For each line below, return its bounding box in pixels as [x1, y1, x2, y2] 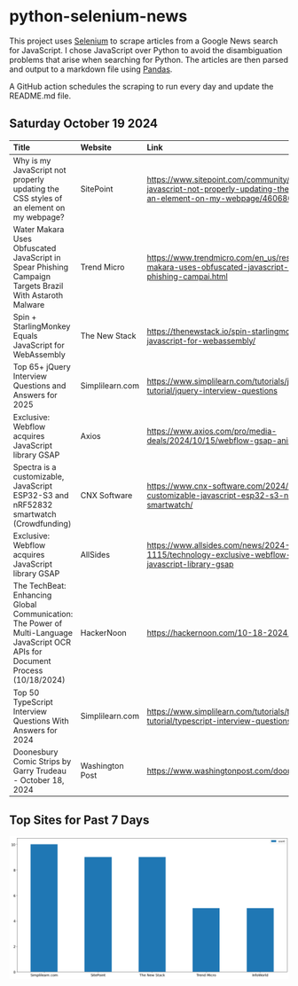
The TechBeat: [12, 581, 67, 591]
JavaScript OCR [12, 637, 71, 648]
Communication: [12, 609, 74, 620]
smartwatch [12, 508, 57, 520]
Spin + [12, 312, 37, 322]
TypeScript [12, 696, 53, 707]
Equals [12, 331, 38, 340]
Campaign [12, 270, 51, 281]
